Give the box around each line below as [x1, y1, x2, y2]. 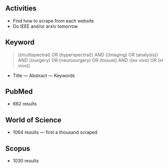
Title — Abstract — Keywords [12, 72, 75, 78]
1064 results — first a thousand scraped [12, 129, 98, 135]
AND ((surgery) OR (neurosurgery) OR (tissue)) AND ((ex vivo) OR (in [17, 57, 164, 63]
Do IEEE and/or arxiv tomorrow [12, 23, 78, 29]
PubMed [5, 87, 33, 96]
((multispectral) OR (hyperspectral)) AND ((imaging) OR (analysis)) [17, 51, 158, 58]
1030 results [12, 158, 39, 164]
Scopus [5, 144, 31, 153]
